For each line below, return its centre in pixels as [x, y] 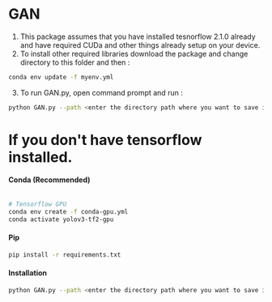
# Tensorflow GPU [38, 204]
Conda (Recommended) [49, 180]
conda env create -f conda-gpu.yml [68, 211]
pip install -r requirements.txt [65, 255]
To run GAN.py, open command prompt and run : [102, 92]
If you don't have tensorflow [105, 140]
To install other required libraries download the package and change [134, 53]
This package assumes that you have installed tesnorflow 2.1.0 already [138, 36]
